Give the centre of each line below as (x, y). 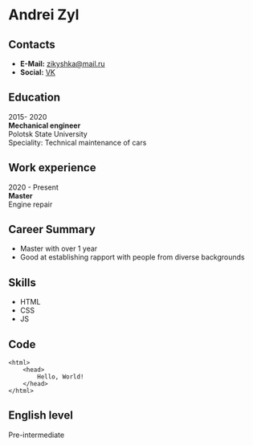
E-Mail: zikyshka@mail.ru (63, 63)
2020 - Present (33, 187)
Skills (22, 282)
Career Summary (52, 229)
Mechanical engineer (45, 125)
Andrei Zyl (44, 15)
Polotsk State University (48, 133)
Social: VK (38, 72)
